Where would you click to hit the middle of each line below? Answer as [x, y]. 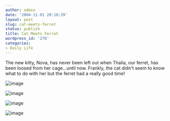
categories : [18, 43]
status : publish [23, 29]
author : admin [21, 10]
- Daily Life [19, 48]
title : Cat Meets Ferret [32, 34]
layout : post [19, 19]
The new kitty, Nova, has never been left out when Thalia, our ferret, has [82, 62]
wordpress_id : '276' [27, 39]
